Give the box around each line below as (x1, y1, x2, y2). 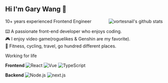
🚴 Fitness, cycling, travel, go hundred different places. (5, 43, 116, 49)
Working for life (5, 52, 37, 58)
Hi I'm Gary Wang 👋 (5, 5, 66, 13)
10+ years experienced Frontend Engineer (5, 18, 91, 24)
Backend (5, 72, 24, 78)
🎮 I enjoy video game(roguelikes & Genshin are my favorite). (5, 35, 131, 41)
